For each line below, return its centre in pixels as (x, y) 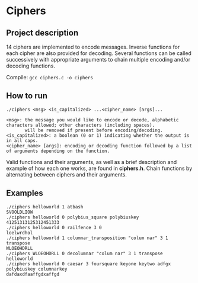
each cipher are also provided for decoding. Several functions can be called (99, 53)
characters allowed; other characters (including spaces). (81, 125)
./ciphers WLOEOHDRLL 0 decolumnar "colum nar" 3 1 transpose (84, 253)
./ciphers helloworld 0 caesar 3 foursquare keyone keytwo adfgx (88, 264)
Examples (25, 193)
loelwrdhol (20, 233)
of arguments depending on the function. (58, 151)
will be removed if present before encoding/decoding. (94, 130)
